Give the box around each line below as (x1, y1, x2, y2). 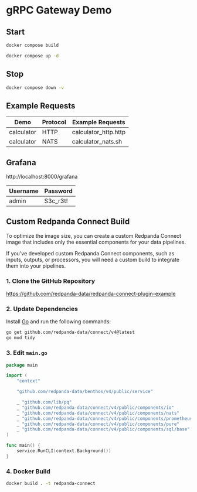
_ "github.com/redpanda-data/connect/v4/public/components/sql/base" (16, 426, 191, 432)
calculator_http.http (72, 128, 126, 136)
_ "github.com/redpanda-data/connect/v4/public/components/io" (16, 405, 175, 411)
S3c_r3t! (44, 197, 69, 205)
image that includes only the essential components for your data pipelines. (6, 238, 186, 245)
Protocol (42, 118, 66, 127)
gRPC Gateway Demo (6, 4, 112, 17)
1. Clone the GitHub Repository (6, 276, 96, 285)
